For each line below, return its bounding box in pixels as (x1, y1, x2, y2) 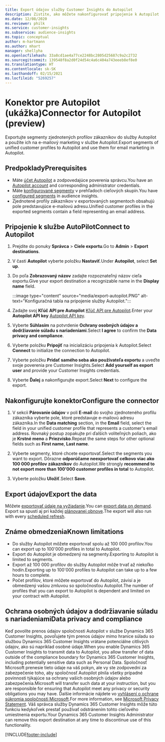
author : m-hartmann (5, 39, 45, 44)
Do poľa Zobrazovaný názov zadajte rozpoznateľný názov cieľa (12, 273, 142, 279)
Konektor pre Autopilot (5, 97, 101, 108)
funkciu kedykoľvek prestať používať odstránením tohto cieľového (5, 706, 138, 712)
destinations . (12, 249, 40, 255)
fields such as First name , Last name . (12, 441, 89, 447)
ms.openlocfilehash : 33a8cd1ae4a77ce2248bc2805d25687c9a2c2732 (5, 53, 137, 58)
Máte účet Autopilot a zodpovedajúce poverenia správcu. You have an (12, 177, 153, 183)
